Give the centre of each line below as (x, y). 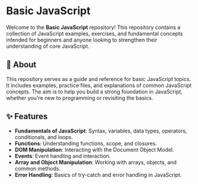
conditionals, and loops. (44, 137)
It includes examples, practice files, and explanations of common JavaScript (99, 85)
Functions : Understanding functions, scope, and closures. (86, 143)
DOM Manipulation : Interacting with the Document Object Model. (94, 150)
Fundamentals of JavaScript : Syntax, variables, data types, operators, (101, 131)
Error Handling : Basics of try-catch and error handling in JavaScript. (98, 175)
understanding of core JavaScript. (48, 46)
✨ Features (27, 117)
